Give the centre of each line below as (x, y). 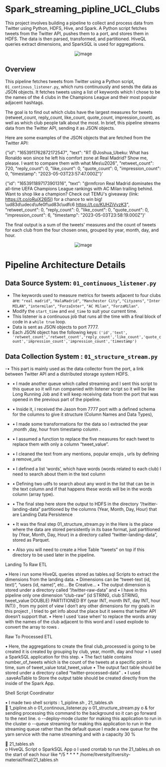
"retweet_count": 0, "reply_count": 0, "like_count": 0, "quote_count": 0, (77, 209)
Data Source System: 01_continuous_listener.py (81, 283)
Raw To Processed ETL (29, 636)
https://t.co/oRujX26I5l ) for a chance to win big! (54, 199)
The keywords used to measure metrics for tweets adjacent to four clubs (86, 295)
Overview (21, 69)
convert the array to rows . (32, 627)
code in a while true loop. (39, 321)
